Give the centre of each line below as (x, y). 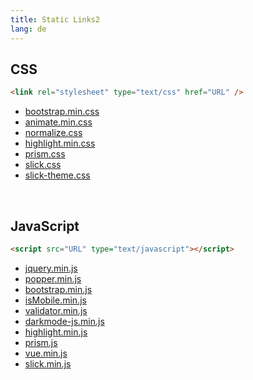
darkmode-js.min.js (64, 321)
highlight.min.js (56, 332)
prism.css (45, 154)
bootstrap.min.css (62, 112)
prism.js (41, 342)
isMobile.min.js (55, 300)
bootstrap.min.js (58, 289)
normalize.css (53, 133)
